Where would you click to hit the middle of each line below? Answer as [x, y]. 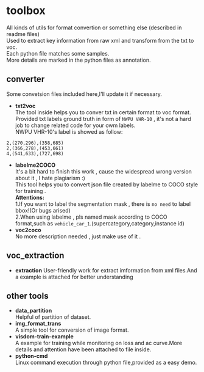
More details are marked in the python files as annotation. [79, 60]
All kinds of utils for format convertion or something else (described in [94, 27]
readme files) [23, 34]
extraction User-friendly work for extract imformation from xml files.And [106, 270]
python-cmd [31, 356]
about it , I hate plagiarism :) [50, 178]
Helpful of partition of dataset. [53, 317]
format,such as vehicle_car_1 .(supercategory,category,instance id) [100, 223]
